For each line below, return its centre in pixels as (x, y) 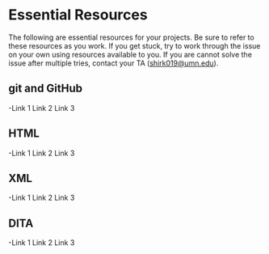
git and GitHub (46, 89)
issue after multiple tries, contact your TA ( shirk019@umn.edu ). (113, 63)
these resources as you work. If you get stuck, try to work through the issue (134, 45)
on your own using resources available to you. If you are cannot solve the (130, 54)
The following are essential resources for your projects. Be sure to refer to (131, 37)
